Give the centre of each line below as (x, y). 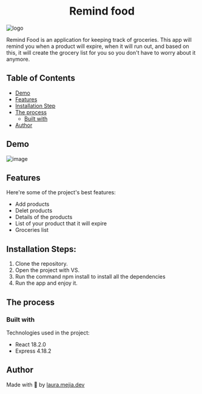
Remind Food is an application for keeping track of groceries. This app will (99, 39)
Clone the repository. (41, 264)
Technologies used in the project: (48, 333)
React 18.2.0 (31, 344)
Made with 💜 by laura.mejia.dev (45, 384)
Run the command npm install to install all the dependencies (90, 277)
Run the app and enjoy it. (46, 283)
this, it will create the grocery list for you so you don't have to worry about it (101, 52)
